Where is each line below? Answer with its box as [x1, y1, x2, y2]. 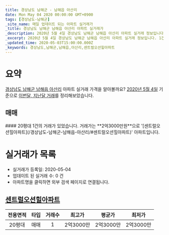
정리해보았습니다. [60, 92, 94, 99]
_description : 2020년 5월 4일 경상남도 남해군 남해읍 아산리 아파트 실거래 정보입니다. [5, 31, 166, 36]
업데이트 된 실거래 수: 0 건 [12, 173, 64, 179]
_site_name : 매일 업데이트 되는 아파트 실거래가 [5, 21, 93, 27]
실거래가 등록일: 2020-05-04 [12, 166, 71, 172]
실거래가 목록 [5, 149, 56, 160]
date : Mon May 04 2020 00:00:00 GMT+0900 [5, 12, 94, 17]
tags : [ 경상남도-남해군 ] [5, 17, 50, 22]
